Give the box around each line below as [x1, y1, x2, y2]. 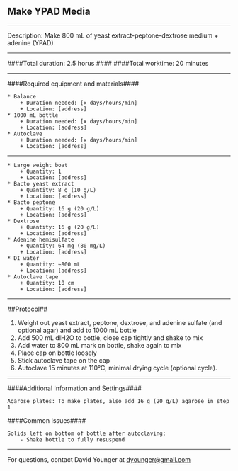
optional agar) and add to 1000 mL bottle [17, 326, 137, 334]
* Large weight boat [7, 161, 69, 169]
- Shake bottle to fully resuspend [20, 436, 125, 443]
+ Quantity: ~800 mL [20, 261, 81, 268]
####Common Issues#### [7, 416, 86, 424]
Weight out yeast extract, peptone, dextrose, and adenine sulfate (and [17, 318, 222, 327]
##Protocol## [7, 305, 48, 313]
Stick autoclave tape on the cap [17, 356, 110, 364]
